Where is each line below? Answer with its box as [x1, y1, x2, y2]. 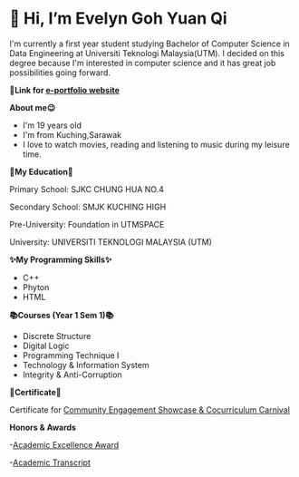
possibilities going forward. [9, 67, 111, 78]
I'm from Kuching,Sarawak [22, 129, 122, 140]
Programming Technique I [22, 349, 120, 361]
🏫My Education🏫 [9, 166, 74, 177]
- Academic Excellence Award [9, 439, 120, 450]
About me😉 [9, 102, 56, 112]
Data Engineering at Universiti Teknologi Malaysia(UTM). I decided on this [9, 47, 285, 58]
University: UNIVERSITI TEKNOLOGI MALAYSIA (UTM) [9, 236, 213, 248]
